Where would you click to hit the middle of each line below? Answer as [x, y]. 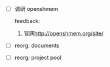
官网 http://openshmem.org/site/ [64, 33]
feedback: [27, 21]
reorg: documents [37, 46]
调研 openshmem [36, 9]
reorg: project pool [38, 58]
